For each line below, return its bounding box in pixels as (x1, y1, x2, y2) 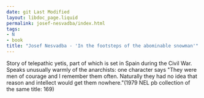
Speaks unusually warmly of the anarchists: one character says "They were (6, 66, 197, 73)
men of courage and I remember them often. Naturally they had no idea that (6, 72, 198, 80)
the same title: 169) (6, 85, 55, 93)
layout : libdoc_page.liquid (6, 15, 78, 21)
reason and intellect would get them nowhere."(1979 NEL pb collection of (6, 79, 191, 86)
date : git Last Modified (6, 9, 70, 15)
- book (6, 37, 23, 43)
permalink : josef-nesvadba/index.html (6, 20, 105, 26)
